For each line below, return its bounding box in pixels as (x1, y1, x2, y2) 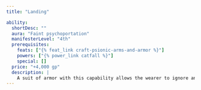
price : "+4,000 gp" (11, 64, 60, 70)
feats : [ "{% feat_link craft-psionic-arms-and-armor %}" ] (17, 47, 165, 54)
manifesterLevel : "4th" (11, 36, 71, 42)
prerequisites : (11, 42, 50, 48)
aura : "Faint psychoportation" (11, 30, 90, 36)
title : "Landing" (6, 8, 50, 15)
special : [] (17, 58, 47, 64)
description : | (11, 69, 50, 75)
